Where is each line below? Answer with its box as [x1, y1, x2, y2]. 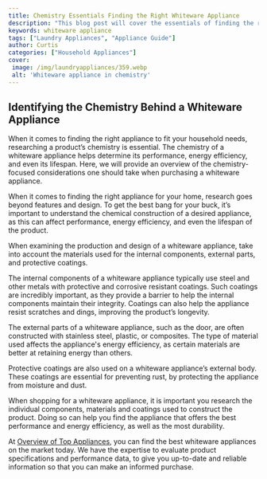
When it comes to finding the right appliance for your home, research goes [8, 192, 253, 202]
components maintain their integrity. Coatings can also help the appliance [8, 299, 250, 308]
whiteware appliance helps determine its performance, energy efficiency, [8, 151, 248, 160]
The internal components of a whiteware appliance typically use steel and [8, 273, 250, 283]
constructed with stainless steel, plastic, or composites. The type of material [8, 332, 258, 341]
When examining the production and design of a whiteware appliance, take [8, 241, 253, 251]
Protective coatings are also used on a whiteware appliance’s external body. [8, 363, 257, 373]
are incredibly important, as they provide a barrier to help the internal [8, 290, 234, 300]
